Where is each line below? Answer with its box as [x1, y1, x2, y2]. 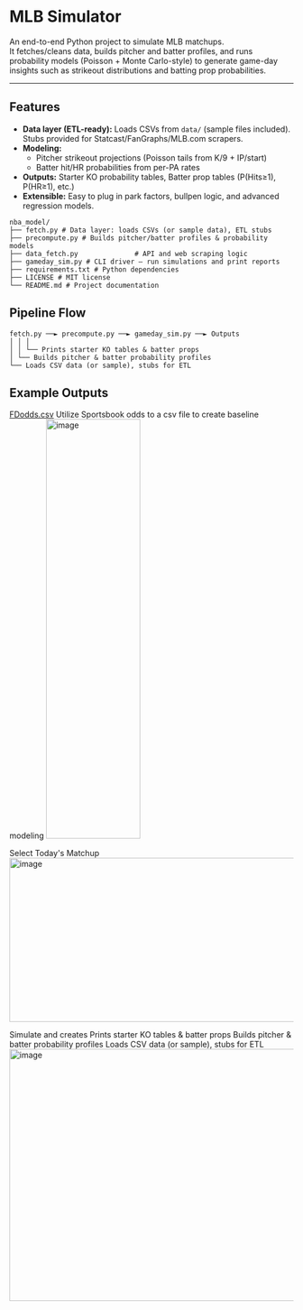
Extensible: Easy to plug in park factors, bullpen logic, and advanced [22, 190, 280, 201]
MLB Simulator [9, 6, 122, 27]
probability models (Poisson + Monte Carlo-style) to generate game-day [9, 55, 278, 66]
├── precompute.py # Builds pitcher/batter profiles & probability [9, 233, 269, 243]
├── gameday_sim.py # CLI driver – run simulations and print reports [9, 257, 280, 266]
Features [9, 99, 60, 115]
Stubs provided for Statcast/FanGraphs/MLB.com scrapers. [22, 133, 243, 143]
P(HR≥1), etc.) [22, 180, 75, 191]
